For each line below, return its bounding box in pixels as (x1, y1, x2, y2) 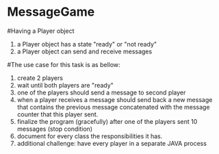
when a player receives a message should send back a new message (16, 95, 213, 103)
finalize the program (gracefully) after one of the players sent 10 (16, 117, 198, 125)
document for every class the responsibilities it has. (16, 131, 163, 140)
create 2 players (16, 73, 64, 82)
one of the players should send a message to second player (16, 88, 186, 97)
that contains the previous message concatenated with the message (16, 103, 210, 111)
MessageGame (7, 4, 95, 20)
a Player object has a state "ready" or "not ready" (16, 40, 157, 48)
